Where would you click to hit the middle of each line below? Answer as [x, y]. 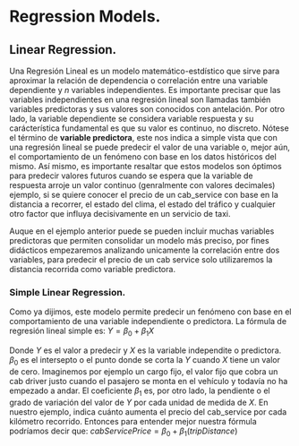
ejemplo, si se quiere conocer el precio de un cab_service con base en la [144, 195]
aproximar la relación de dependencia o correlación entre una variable [139, 81]
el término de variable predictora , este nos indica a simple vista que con [143, 137]
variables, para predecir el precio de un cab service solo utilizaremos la [141, 260]
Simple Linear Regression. [68, 292]
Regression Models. [85, 17]
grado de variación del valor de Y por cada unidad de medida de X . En [139, 402]
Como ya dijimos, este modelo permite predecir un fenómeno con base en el [151, 312]
